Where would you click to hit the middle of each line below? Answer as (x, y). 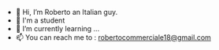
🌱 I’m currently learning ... (58, 29)
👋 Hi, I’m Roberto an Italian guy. (67, 12)
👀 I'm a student (40, 20)
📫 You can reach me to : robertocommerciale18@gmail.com (113, 37)
